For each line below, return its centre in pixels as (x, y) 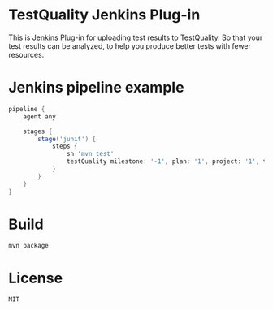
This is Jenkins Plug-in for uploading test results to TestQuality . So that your (136, 37)
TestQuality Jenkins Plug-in (104, 15)
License (36, 278)
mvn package (28, 246)
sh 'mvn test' (90, 154)
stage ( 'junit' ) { (67, 139)
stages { (38, 131)
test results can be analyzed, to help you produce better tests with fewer (130, 45)
